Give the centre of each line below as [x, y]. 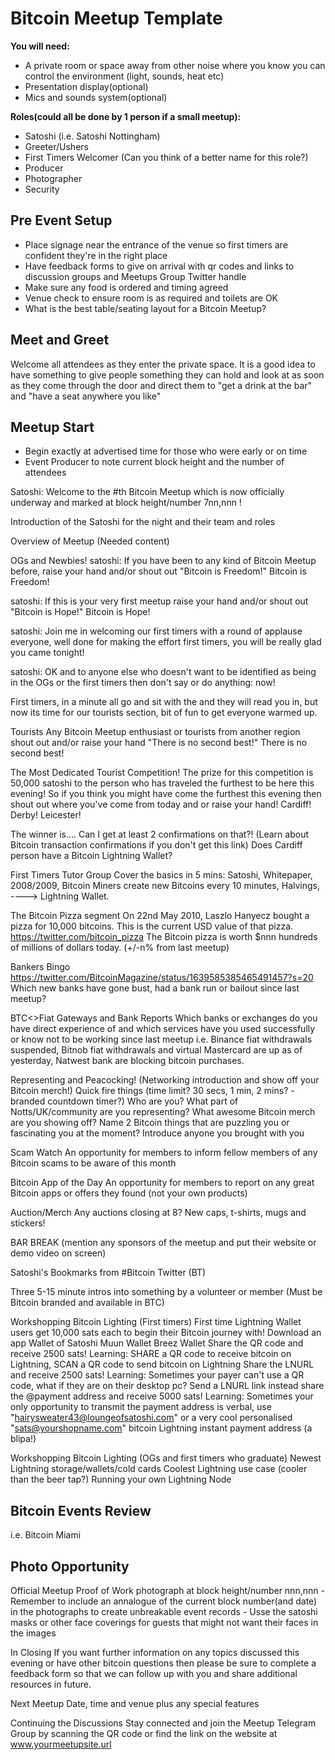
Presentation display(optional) [86, 86]
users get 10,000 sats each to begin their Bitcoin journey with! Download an [166, 1333]
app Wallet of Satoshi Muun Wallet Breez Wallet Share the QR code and [157, 1343]
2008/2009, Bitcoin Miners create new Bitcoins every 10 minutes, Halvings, [165, 886]
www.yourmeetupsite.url [61, 1744]
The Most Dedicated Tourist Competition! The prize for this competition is [162, 773]
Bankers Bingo [40, 967]
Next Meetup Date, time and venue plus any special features [135, 1703]
